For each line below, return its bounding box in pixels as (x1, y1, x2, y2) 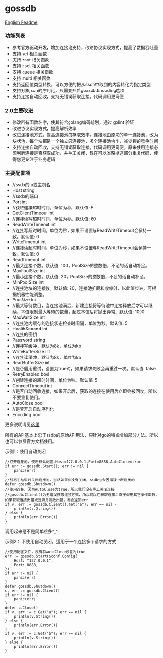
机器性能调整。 (16, 291, 47, 297)
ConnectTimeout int (12, 382, 52, 389)
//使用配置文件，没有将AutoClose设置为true (5, 549, 86, 554)
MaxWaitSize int (12, 314, 45, 320)
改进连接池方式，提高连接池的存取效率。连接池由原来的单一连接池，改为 (12, 131, 158, 138)
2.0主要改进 (5, 107, 33, 114)
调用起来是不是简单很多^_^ (5, 528, 58, 534)
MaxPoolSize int (12, 268, 45, 273)
